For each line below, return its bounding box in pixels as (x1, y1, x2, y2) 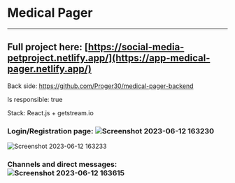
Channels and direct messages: (7, 159, 117, 169)
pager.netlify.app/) (7, 63, 92, 75)
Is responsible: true (7, 95, 63, 103)
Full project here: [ (7, 41, 89, 53)
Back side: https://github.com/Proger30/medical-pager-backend (7, 82, 194, 90)
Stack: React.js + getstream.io (7, 108, 94, 117)
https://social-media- (87, 41, 185, 53)
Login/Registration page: (7, 126, 94, 136)
